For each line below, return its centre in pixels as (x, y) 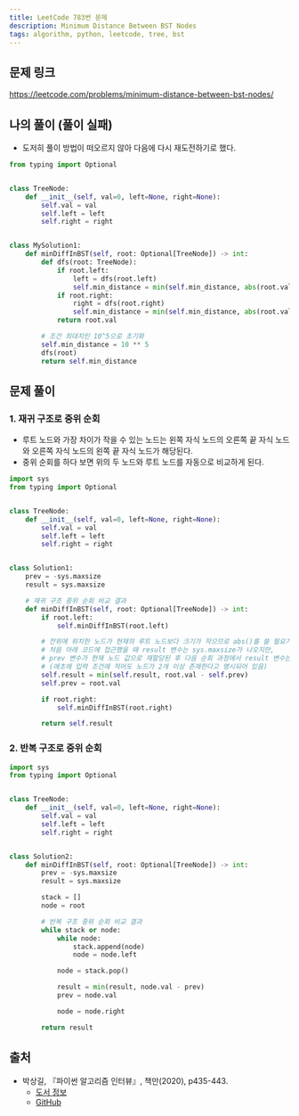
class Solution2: (41, 857)
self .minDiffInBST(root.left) (113, 626)
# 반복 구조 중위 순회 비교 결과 (92, 922)
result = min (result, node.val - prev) (130, 987)
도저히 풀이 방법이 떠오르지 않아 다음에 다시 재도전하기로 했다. (129, 148)
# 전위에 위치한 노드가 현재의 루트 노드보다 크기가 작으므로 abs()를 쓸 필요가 (166, 642)
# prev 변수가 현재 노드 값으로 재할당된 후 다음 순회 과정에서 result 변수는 (166, 659)
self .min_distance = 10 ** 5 (95, 344)
